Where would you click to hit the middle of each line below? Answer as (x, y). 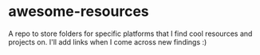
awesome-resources (79, 12)
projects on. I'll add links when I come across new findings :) (108, 41)
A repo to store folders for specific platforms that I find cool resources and (130, 33)
